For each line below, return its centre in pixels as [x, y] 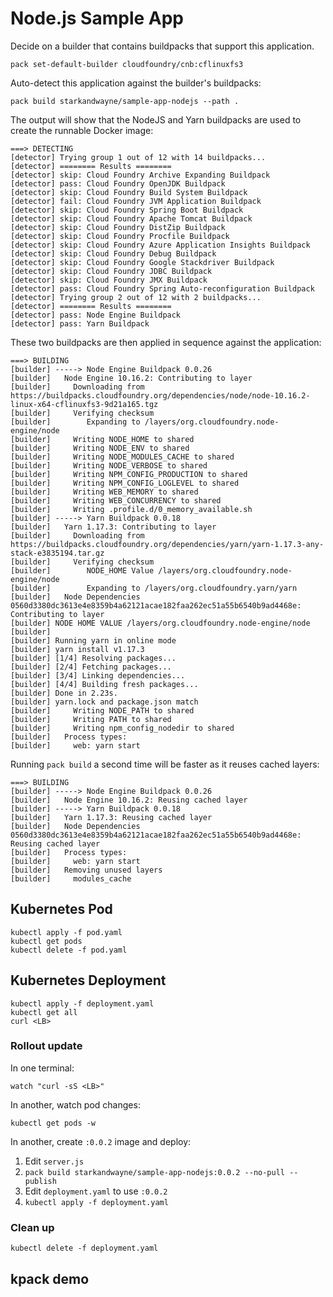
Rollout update [46, 1046]
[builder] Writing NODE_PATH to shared [102, 710]
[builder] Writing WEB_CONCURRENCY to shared [116, 500]
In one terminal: [42, 1068]
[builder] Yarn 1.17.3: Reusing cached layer [111, 817]
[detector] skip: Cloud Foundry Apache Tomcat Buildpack [131, 218]
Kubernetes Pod [61, 909]
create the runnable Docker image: [82, 130]
